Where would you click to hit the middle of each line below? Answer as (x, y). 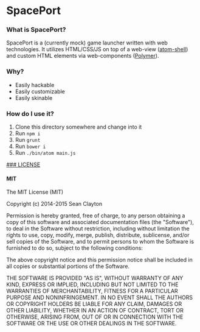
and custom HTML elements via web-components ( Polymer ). (83, 56)
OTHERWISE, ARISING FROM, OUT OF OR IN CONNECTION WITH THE (95, 317)
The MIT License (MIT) (35, 192)
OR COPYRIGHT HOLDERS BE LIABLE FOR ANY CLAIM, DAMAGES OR (94, 304)
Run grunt (28, 140)
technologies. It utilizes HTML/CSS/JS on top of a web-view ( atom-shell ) (97, 49)
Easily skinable (34, 97)
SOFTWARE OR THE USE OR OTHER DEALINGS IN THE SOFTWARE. (91, 323)
